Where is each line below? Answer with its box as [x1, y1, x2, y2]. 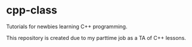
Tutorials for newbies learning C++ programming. [6, 23, 128, 30]
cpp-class [6, 4, 58, 17]
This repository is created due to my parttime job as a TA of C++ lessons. [6, 34, 187, 41]
